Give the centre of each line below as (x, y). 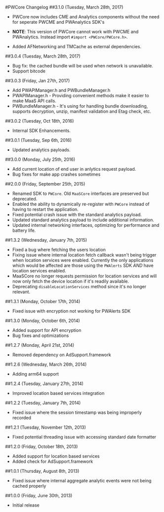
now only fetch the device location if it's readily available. (71, 281)
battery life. (24, 230)
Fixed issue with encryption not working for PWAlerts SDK (71, 311)
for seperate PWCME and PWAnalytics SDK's (58, 22)
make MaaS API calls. (34, 101)
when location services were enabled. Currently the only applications (83, 260)
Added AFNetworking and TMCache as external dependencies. (77, 46)
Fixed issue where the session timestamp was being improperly (77, 412)
